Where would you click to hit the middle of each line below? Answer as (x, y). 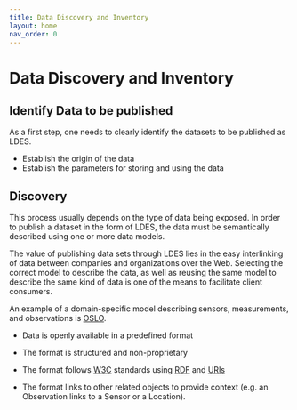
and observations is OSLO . (58, 318)
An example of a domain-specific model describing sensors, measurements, (149, 309)
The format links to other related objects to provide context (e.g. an (145, 387)
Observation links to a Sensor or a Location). (104, 397)
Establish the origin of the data (78, 159)
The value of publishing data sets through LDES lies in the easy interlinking (146, 253)
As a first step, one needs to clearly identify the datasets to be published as (148, 132)
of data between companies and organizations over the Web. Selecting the (146, 263)
